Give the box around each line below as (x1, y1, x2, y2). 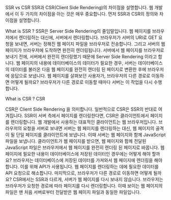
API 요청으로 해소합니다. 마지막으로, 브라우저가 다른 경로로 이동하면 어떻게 (5, 170, 153, 176)
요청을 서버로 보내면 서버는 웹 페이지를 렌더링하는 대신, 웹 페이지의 (22, 126, 155, 131)
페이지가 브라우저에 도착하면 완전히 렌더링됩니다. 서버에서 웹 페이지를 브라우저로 (5, 47, 164, 53)
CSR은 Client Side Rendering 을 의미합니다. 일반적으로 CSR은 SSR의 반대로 (5, 106, 157, 112)
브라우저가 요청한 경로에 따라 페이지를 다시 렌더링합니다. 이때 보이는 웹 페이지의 (5, 183, 163, 189)
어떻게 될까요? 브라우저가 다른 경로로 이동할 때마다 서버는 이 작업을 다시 (10, 79, 153, 85)
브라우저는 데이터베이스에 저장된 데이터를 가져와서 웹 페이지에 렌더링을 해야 (12, 157, 163, 163)
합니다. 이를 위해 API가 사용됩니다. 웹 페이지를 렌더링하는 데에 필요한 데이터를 (5, 164, 159, 169)
